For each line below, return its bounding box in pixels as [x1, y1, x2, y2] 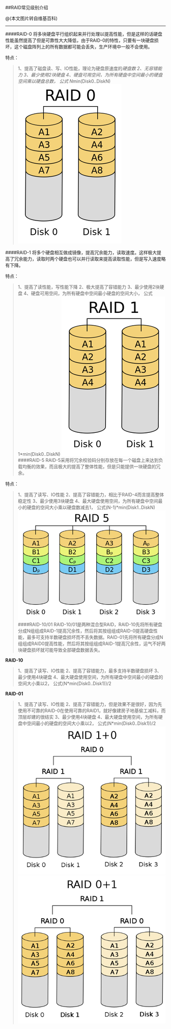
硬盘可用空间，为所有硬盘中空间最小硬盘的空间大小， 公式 [31, 290, 153, 296]
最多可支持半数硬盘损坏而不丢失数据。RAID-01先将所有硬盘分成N [26, 634, 163, 640]
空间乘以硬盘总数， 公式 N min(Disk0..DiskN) [17, 78, 111, 84]
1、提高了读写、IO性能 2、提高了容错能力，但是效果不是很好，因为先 [17, 701, 162, 707]
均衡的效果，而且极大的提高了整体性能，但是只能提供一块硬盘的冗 [22, 463, 161, 470]
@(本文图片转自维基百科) [5, 15, 58, 21]
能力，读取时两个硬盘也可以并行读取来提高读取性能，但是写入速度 [22, 256, 161, 262]
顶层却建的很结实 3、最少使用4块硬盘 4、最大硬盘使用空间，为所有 [17, 714, 159, 720]
